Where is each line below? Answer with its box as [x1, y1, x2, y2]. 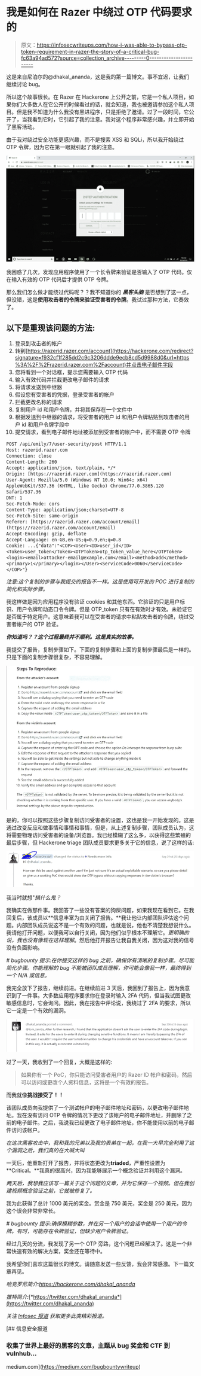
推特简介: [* [6, 1293, 34, 1301]
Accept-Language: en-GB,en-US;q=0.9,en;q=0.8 [6, 537, 121, 543]
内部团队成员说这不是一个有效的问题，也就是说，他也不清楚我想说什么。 [16, 921, 194, 929]
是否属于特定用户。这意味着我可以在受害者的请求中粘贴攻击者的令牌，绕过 [6, 613, 189, 620]
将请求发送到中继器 [14, 383, 63, 391]
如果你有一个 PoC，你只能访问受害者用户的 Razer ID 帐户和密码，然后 [20, 1071, 193, 1079]
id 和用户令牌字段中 [21, 421, 70, 428]
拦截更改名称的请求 [14, 398, 63, 406]
